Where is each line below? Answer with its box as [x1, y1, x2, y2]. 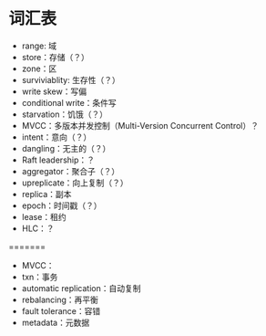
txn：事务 [21, 271, 58, 282]
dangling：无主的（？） [21, 142, 111, 153]
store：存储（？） [21, 51, 90, 62]
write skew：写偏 [21, 86, 87, 97]
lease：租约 [21, 211, 66, 222]
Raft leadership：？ [21, 154, 96, 165]
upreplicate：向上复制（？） [21, 177, 128, 188]
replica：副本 [21, 188, 72, 199]
